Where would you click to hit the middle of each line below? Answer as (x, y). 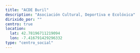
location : (16, 29)
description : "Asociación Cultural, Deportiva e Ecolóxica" (71, 15)
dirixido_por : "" (24, 19)
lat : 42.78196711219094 (35, 33)
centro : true (19, 24)
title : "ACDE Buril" (27, 10)
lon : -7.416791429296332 (36, 38)
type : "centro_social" (29, 43)
